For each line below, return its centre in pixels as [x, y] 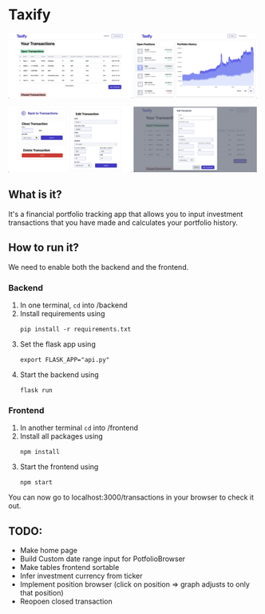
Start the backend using [59, 375]
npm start [36, 483]
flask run [36, 390]
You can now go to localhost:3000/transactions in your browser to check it [131, 497]
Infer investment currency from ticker [81, 576]
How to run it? [44, 248]
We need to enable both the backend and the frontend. [99, 267]
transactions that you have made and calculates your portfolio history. [123, 223]
